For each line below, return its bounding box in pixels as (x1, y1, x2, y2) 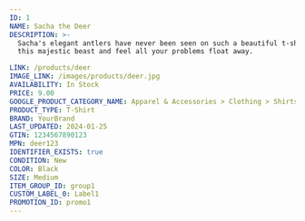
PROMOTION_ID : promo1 (9, 198, 92, 207)
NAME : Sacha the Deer (9, 22, 92, 31)
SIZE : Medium (9, 173, 59, 182)
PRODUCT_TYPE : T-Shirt (9, 105, 95, 114)
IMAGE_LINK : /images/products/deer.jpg (9, 72, 161, 82)
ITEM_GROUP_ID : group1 (9, 181, 95, 190)
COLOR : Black (9, 164, 59, 173)
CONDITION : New (9, 156, 67, 165)
